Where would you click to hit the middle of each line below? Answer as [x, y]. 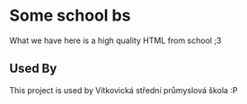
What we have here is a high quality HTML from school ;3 [115, 40]
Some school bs [70, 16]
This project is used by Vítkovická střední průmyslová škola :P [123, 90]
